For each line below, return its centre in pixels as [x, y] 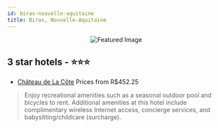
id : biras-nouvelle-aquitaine [51, 13]
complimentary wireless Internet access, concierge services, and [117, 110]
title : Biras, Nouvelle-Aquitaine [57, 20]
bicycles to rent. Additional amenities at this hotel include [105, 103]
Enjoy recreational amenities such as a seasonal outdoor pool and [118, 95]
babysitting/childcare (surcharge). [73, 117]
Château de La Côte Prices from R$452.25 [78, 82]
